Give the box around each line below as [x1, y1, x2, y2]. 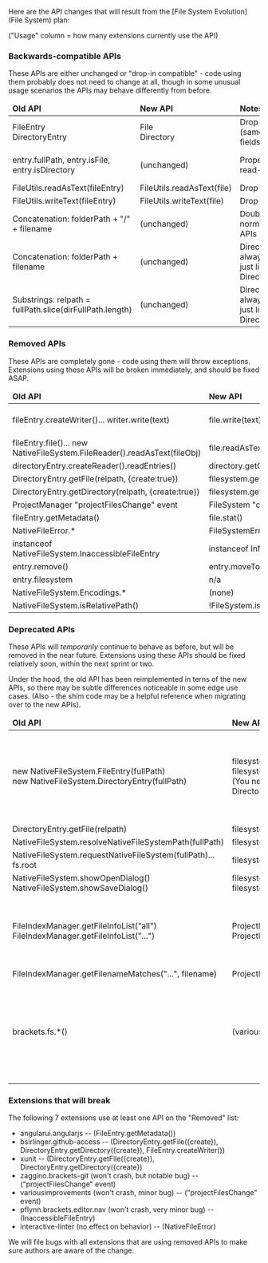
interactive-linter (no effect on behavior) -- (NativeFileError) [19, 1221, 217, 1232]
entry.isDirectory [12, 164, 76, 176]
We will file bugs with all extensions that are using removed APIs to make [8, 1237, 248, 1247]
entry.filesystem [12, 574, 73, 585]
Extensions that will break [8, 1095, 111, 1106]
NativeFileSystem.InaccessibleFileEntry [12, 548, 160, 559]
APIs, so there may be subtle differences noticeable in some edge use [8, 683, 238, 692]
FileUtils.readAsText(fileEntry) [12, 183, 124, 194]
